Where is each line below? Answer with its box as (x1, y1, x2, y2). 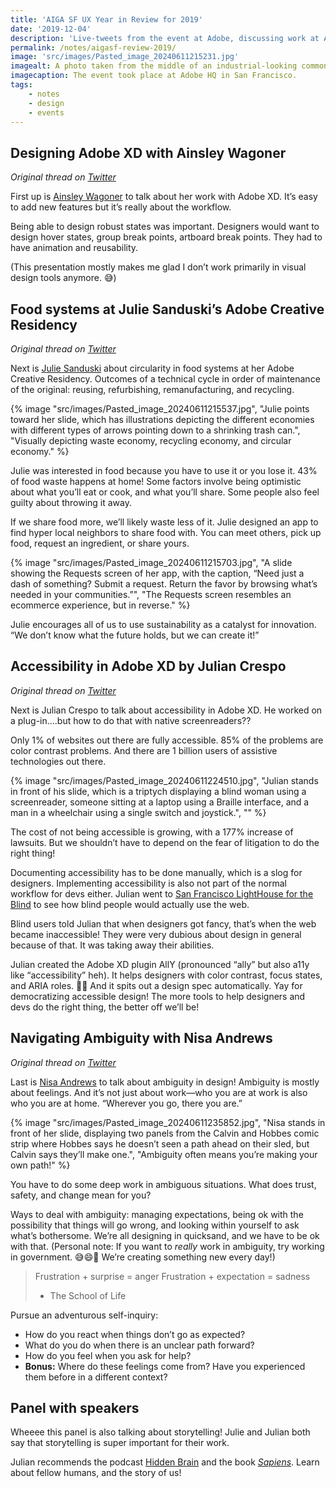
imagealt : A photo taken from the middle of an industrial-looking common (10, 61, 329, 71)
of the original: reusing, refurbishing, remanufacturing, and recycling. (10, 384, 295, 395)
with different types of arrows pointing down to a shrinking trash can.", (10, 424, 301, 436)
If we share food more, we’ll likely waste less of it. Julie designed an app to (10, 516, 319, 528)
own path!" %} (10, 1159, 71, 1171)
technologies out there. (10, 755, 107, 767)
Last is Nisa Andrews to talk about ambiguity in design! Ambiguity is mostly (10, 1076, 320, 1088)
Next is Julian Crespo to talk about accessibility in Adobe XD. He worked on (10, 704, 323, 716)
